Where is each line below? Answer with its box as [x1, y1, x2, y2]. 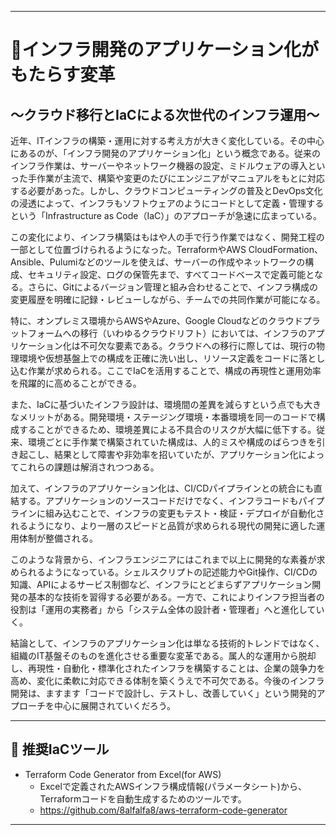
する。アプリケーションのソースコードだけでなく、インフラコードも [18, 495, 299, 506]
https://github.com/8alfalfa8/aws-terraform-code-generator [39, 804, 288, 816]
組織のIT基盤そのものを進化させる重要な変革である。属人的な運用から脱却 [10, 650, 317, 661]
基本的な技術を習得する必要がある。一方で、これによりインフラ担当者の [27, 591, 325, 603]
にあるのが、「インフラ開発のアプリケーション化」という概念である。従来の [10, 147, 321, 159]
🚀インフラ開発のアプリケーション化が [10, 39, 319, 61]
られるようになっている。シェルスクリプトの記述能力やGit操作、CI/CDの [18, 566, 318, 578]
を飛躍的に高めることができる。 [10, 377, 142, 389]
